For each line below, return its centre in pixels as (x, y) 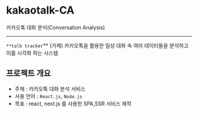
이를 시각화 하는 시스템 (32, 53)
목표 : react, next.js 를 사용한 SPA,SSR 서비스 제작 (73, 104)
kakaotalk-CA (40, 10)
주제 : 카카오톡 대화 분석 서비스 (50, 89)
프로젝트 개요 (29, 74)
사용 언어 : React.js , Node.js (48, 96)
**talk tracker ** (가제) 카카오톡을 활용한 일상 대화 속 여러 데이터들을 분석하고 (97, 46)
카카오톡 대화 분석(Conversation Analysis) (55, 27)
